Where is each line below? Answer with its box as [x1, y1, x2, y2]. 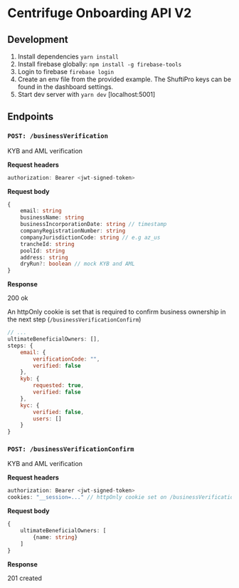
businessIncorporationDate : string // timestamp [20, 221, 167, 228]
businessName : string [20, 214, 84, 222]
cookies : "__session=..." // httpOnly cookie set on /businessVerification [7, 494, 237, 501]
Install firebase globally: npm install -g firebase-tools [17, 60, 182, 68]
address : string [20, 254, 69, 261]
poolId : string [20, 247, 65, 254]
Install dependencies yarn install [17, 52, 119, 61]
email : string [20, 207, 62, 215]
